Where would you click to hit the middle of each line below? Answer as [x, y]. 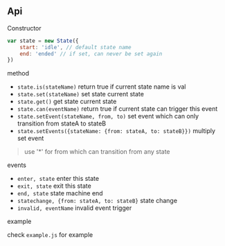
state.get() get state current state [67, 102]
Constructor [24, 28]
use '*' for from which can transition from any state [97, 152]
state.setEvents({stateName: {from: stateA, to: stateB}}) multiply [116, 131]
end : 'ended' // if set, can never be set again [91, 54]
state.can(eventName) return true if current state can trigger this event [117, 109]
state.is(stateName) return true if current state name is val [101, 87]
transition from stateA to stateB [62, 123]
